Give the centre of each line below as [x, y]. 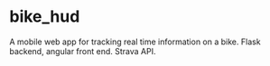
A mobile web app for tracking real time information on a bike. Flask [135, 42]
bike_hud [45, 17]
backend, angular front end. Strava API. [83, 51]
